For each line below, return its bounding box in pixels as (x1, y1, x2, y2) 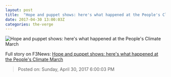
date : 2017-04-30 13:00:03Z (5, 17, 65, 22)
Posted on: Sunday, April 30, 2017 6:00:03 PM (17, 66, 115, 72)
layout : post (5, 7, 33, 13)
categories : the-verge (5, 21, 53, 27)
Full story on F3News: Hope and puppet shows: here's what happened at (5, 51, 159, 57)
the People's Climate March (5, 57, 64, 63)
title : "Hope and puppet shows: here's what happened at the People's (5, 12, 160, 17)
